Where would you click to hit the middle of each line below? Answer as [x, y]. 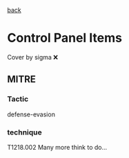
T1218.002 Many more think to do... [57, 147]
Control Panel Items [65, 38]
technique [25, 132]
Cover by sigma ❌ [33, 57]
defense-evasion [31, 114]
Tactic [18, 99]
